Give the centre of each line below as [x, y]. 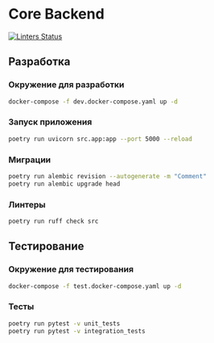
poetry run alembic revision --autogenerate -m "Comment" [107, 176]
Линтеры [27, 204]
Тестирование [46, 247]
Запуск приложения [50, 122]
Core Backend [56, 14]
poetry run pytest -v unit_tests [64, 324]
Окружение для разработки [66, 85]
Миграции [30, 160]
